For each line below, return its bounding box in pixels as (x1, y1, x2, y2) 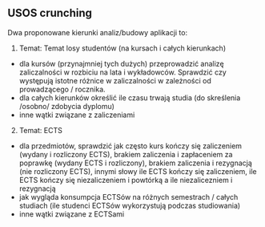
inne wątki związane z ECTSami (18, 209, 125, 219)
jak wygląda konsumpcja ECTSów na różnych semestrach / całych (18, 192, 239, 201)
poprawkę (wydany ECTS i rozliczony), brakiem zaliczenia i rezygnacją (18, 158, 253, 168)
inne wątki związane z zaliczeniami (18, 110, 135, 120)
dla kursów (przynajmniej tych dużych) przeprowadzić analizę (18, 59, 225, 68)
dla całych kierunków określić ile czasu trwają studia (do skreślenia (18, 92, 241, 103)
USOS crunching (7, 6, 93, 20)
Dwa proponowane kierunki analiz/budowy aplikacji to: (7, 27, 188, 37)
